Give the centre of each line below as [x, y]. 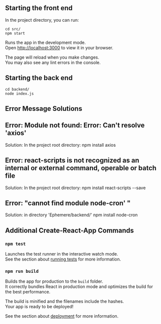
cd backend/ [17, 89]
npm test [15, 244]
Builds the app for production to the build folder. [54, 281]
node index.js [20, 94]
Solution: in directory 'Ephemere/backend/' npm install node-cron [71, 215]
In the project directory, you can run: [42, 20]
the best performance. [28, 292]
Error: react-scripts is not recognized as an [72, 160]
